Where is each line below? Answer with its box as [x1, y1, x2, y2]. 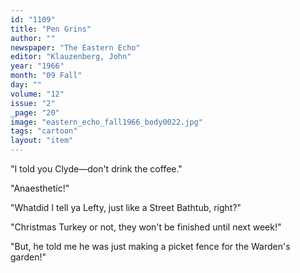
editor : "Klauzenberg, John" [10, 52, 132, 62]
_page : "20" [10, 107, 60, 118]
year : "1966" [10, 61, 65, 71]
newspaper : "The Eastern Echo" [10, 42, 141, 53]
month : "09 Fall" [10, 71, 83, 81]
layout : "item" [10, 136, 74, 146]
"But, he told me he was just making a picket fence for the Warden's [10, 241, 291, 252]
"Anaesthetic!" [10, 182, 70, 194]
